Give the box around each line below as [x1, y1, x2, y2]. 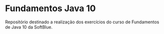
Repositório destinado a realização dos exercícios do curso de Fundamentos [5, 19, 160, 25]
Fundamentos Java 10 [5, 3, 96, 14]
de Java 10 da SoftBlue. [5, 24, 53, 30]
